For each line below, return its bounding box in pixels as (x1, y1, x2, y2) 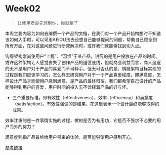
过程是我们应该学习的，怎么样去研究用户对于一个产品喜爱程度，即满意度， (5, 72, 157, 77)
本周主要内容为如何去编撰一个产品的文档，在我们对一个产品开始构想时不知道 (5, 30, 161, 36)
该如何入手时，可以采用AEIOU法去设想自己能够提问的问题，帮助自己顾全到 (5, 37, 157, 42)
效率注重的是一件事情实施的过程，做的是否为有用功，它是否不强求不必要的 (5, 117, 157, 123)
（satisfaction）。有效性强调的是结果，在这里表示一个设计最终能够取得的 (12, 101, 160, 107)
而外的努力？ (9, 123, 36, 129)
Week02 (5, 3, 41, 14)
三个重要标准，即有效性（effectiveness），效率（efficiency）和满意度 (12, 94, 153, 100)
